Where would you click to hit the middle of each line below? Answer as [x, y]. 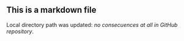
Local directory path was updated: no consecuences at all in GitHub [92, 24]
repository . [20, 31]
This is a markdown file [51, 10]
